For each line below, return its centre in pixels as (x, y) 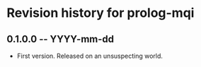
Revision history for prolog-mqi (100, 13)
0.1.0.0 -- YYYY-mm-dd (61, 39)
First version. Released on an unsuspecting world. (90, 56)
